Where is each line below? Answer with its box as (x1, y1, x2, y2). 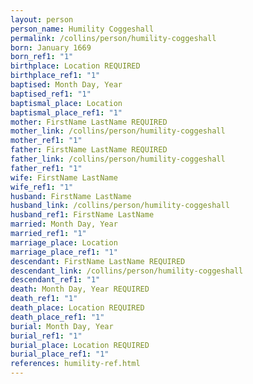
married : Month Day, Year (10, 219, 118, 230)
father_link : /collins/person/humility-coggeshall (10, 154, 226, 164)
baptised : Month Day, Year (10, 80, 123, 90)
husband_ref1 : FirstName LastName (10, 210, 155, 220)
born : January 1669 (10, 42, 92, 53)
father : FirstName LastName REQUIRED (10, 145, 168, 155)
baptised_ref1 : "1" (10, 89, 92, 99)
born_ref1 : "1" (10, 52, 74, 62)
